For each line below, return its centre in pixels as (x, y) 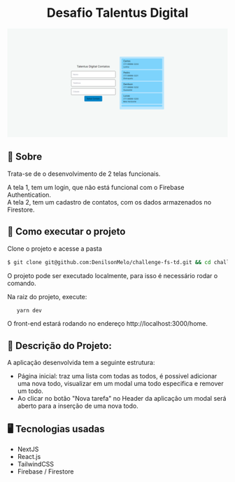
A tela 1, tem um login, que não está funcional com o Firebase (96, 187)
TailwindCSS (36, 464)
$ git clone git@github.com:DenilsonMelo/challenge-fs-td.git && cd (109, 262)
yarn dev (29, 310)
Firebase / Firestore (45, 471)
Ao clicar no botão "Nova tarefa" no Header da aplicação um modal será (122, 399)
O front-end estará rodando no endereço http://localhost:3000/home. (107, 324)
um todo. (30, 391)
